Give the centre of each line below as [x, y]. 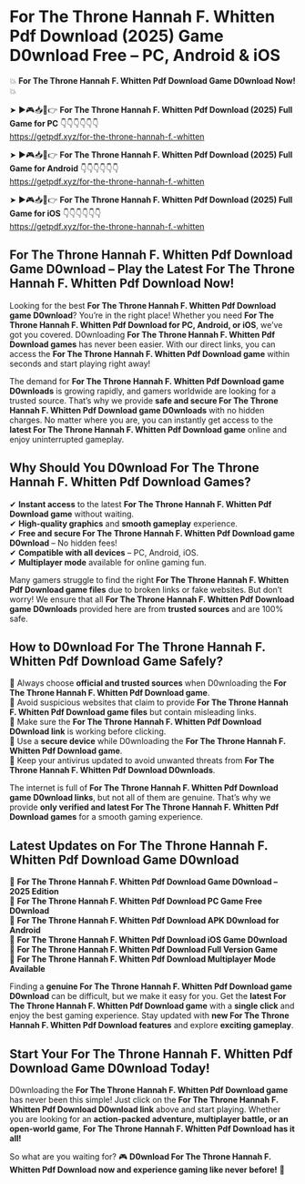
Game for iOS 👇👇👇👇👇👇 [56, 213]
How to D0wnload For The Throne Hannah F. [137, 647]
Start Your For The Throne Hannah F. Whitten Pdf [151, 1054]
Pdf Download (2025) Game [117, 36]
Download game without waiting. [72, 514]
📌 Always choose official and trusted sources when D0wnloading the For [148, 683]
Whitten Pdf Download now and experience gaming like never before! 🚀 [147, 1169]
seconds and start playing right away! [80, 363]
